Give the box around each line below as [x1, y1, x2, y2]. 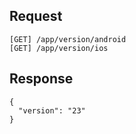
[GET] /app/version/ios [9, 43, 109, 53]
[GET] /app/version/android [9, 34, 127, 44]
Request [9, 8, 63, 25]
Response [9, 70, 74, 88]
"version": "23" [18, 105, 86, 116]
